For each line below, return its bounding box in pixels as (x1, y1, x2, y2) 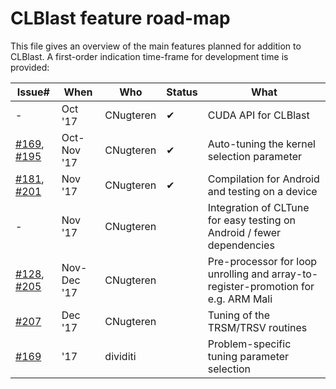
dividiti (104, 349, 137, 363)
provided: (10, 61, 50, 73)
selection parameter (207, 149, 303, 163)
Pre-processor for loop (207, 254, 318, 268)
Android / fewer (207, 225, 282, 239)
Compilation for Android (207, 172, 320, 186)
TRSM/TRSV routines (207, 320, 308, 334)
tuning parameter (207, 349, 290, 363)
